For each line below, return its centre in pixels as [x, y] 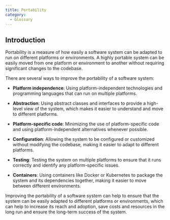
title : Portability [26, 10]
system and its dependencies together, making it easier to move [79, 180]
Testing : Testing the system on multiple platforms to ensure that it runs [87, 160]
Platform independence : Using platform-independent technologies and [88, 88]
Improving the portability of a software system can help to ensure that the [82, 196]
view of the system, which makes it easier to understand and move [94, 109]
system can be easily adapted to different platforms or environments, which [84, 201]
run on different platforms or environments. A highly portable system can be [85, 58]
